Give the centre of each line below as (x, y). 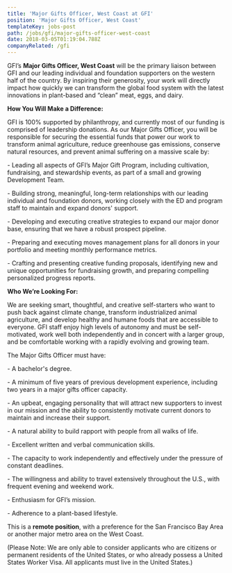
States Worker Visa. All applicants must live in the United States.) (100, 562)
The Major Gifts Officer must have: (57, 355)
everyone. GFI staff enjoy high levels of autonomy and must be (97, 327)
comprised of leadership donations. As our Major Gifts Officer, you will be (112, 130)
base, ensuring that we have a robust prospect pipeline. (87, 229)
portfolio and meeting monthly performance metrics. (82, 250)
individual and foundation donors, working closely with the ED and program (115, 201)
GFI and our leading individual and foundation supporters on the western (111, 73)
